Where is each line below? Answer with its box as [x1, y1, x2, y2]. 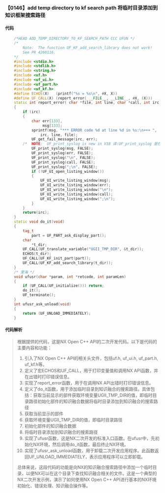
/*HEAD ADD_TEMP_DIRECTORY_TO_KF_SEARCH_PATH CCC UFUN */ [14, 36, 135, 41]
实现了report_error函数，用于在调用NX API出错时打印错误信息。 [24, 380, 154, 386]
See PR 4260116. [23, 50, 56, 55]
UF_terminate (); [23, 293, 56, 297]
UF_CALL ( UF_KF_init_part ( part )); [23, 256, 91, 261]
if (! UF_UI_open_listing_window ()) [31, 169, 105, 174]
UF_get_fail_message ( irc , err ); [31, 137, 98, 142]
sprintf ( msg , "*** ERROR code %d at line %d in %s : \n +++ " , [31, 128, 157, 132]
